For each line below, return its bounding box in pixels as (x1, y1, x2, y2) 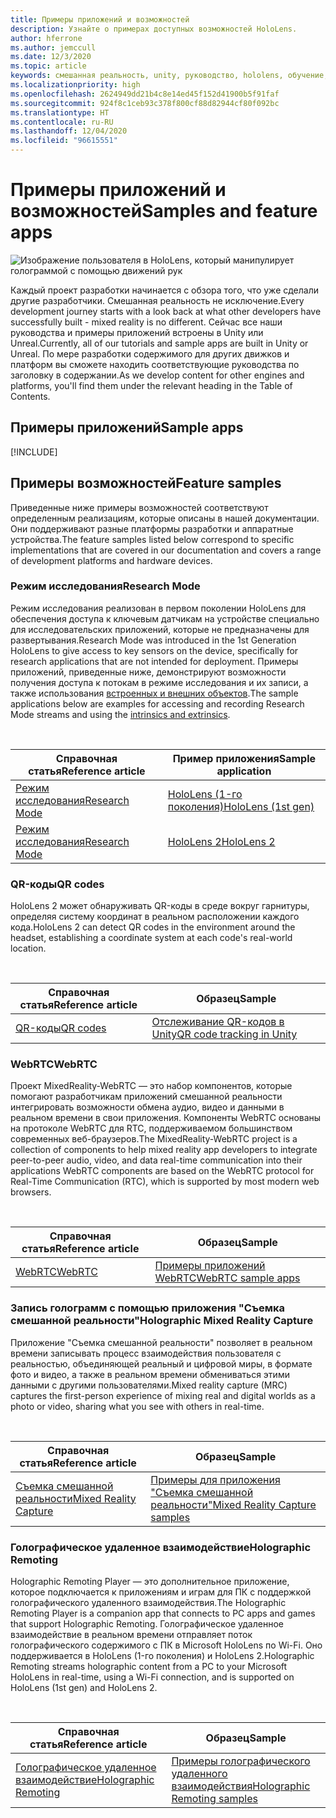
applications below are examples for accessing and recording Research (10, 697, 305, 710)
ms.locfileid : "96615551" (10, 136, 118, 146)
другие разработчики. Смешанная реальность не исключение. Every (10, 294, 305, 306)
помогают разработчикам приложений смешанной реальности (10, 1091, 283, 1103)
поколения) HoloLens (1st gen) (167, 799, 315, 813)
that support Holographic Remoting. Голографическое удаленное (10, 1618, 284, 1630)
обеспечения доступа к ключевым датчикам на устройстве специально (10, 612, 320, 625)
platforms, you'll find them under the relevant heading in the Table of (10, 379, 293, 391)
